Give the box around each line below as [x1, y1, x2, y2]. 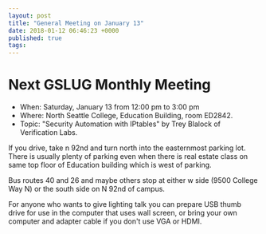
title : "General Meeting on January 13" [8, 19, 145, 27]
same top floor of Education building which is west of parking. [8, 161, 213, 170]
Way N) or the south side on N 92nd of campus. [8, 184, 166, 194]
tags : [8, 42, 26, 50]
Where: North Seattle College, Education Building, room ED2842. [19, 111, 233, 121]
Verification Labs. [19, 128, 78, 137]
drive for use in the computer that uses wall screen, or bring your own [8, 208, 237, 218]
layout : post [8, 11, 52, 20]
